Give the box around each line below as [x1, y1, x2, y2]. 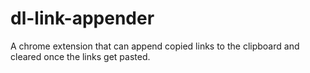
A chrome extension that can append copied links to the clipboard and [10, 40, 300, 52]
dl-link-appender [10, 7, 155, 30]
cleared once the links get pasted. [10, 50, 151, 62]
